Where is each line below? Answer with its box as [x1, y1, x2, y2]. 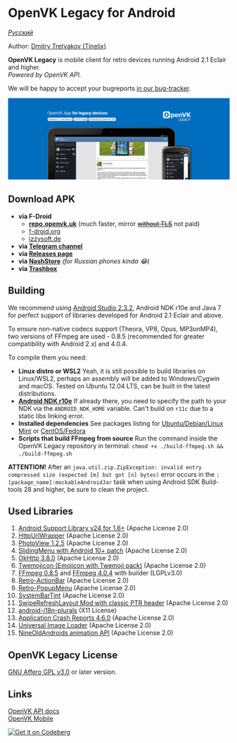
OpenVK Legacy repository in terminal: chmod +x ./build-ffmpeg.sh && [18, 441, 224, 450]
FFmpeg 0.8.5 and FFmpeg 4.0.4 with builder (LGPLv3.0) [18, 569, 183, 578]
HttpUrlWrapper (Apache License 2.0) [18, 531, 129, 540]
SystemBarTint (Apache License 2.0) [18, 591, 125, 599]
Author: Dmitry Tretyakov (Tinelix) [8, 42, 106, 50]
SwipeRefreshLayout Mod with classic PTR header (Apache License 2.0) [18, 599, 229, 607]
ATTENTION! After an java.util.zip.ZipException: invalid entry [8, 462, 203, 471]
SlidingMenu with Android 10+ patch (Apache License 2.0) [18, 547, 188, 555]
